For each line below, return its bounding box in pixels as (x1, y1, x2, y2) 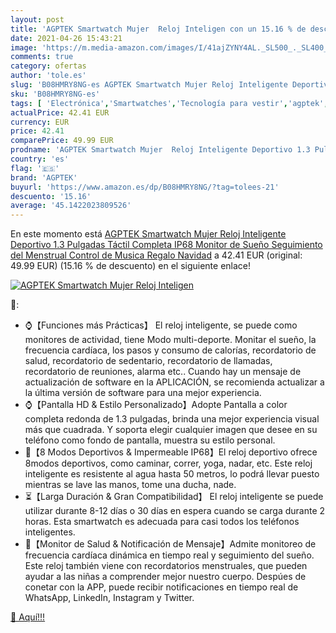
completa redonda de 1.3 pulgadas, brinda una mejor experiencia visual (24, 413, 320, 425)
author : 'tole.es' (10, 71, 87, 81)
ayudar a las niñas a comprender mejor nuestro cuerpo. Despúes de (24, 571, 307, 583)
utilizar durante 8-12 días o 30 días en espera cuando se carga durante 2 (24, 505, 326, 517)
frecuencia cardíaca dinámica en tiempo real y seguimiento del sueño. (24, 549, 315, 561)
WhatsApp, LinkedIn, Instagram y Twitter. (24, 592, 195, 604)
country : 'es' (10, 154, 70, 164)
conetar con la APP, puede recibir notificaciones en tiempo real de (24, 581, 299, 593)
